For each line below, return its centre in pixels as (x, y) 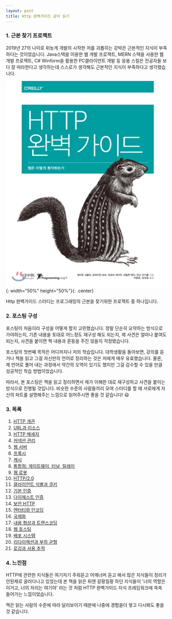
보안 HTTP (24, 503)
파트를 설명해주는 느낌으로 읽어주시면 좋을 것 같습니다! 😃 (72, 395)
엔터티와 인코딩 (28, 510)
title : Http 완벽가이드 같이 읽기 (38, 16)
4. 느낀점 (16, 563)
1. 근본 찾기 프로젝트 (29, 36)
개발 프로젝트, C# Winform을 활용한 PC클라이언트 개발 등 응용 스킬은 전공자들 (84, 60)
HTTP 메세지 (26, 434)
